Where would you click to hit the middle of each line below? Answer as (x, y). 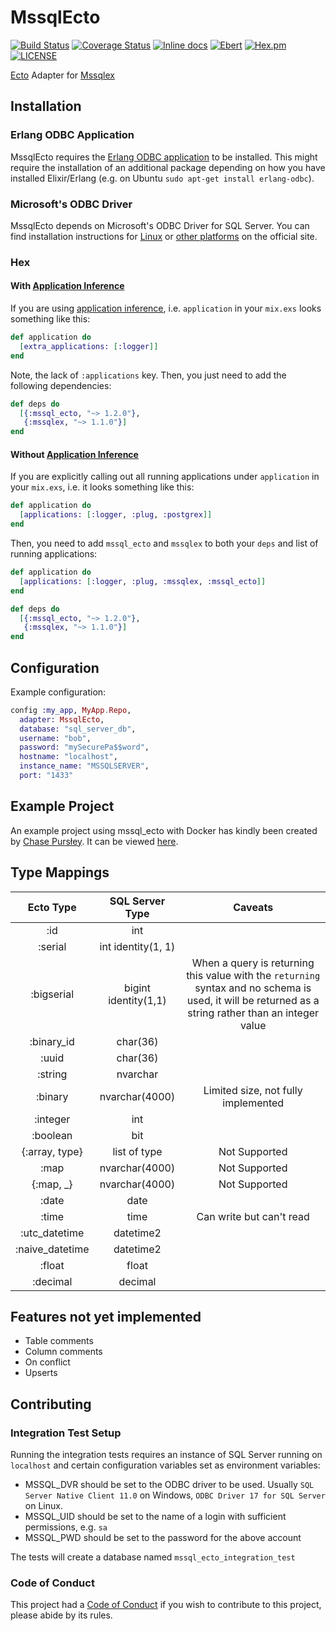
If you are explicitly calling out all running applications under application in (165, 477)
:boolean (52, 1135)
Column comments (63, 1352)
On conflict (47, 1362)
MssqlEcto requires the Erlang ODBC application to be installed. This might (164, 157)
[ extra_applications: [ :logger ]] (89, 346)
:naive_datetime (52, 1249)
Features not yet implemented (106, 1316)
